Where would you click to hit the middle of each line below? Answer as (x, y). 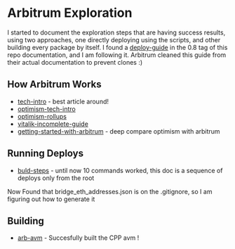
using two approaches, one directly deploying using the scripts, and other (114, 39)
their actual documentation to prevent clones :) (75, 62)
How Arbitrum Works (54, 85)
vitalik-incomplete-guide (53, 124)
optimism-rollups (42, 116)
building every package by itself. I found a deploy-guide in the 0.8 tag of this (117, 47)
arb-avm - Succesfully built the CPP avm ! (78, 238)
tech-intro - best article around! (63, 101)
